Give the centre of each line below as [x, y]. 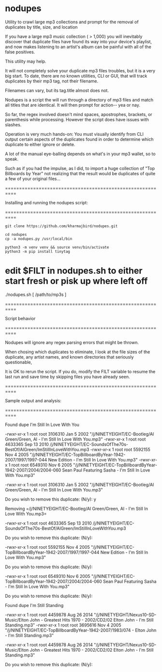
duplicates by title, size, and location [41, 27]
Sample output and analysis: [33, 400]
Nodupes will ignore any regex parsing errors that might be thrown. [72, 342]
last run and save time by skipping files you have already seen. [67, 377]
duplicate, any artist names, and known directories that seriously [69, 357]
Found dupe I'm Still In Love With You [42, 425]
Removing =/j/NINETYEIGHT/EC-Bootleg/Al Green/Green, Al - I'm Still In [77, 508]
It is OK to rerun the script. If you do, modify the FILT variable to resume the [80, 371]
